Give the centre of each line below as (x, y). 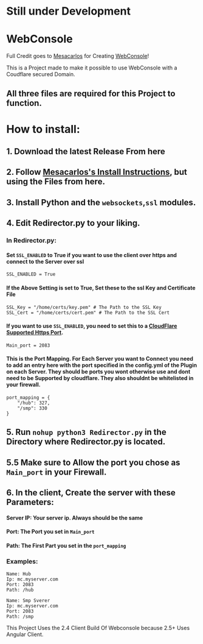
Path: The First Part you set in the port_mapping (66, 545)
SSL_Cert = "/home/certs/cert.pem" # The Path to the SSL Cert (88, 313)
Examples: (22, 561)
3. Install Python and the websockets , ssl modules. (101, 202)
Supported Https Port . (35, 333)
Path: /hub (20, 590)
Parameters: (30, 502)
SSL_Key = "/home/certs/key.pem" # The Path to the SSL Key (84, 307)
